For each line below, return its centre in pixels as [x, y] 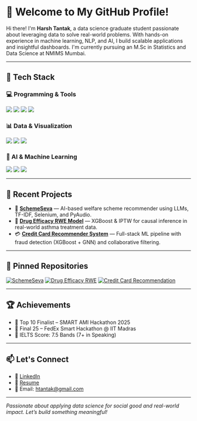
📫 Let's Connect [38, 360]
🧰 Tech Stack [30, 77]
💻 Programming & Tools [41, 95]
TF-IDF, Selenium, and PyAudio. [53, 215]
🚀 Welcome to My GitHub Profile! [87, 12]
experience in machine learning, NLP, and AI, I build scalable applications [95, 41]
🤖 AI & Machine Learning [42, 156]
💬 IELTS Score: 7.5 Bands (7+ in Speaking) [65, 335]
